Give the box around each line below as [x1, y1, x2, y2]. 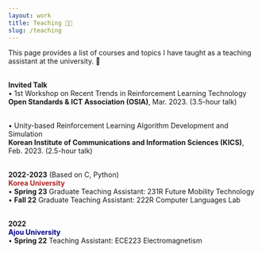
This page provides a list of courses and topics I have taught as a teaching [8, 48, 252, 58]
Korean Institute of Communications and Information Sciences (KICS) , [8, 138, 245, 148]
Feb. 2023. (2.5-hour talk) [8, 146, 93, 155]
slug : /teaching [8, 26, 62, 34]
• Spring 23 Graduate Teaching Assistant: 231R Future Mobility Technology [8, 187, 255, 197]
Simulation [8, 129, 43, 139]
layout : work [8, 11, 52, 20]
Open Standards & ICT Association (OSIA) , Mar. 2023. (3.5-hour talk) [8, 97, 237, 107]
